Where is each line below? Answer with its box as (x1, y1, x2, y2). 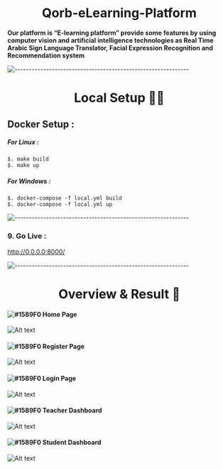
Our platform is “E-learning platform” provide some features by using (7, 28, 217, 37)
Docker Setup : (7, 118, 75, 130)
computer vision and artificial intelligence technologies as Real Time (7, 36, 214, 44)
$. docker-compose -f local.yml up (7, 201, 113, 208)
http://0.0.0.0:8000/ (7, 247, 65, 256)
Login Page (42, 374, 77, 382)
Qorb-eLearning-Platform (41, 5, 197, 21)
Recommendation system (7, 51, 85, 60)
